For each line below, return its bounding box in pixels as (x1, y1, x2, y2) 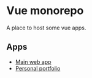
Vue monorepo (6, 4, 84, 18)
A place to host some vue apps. (6, 24, 86, 31)
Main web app (15, 58, 52, 65)
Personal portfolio (15, 64, 61, 72)
